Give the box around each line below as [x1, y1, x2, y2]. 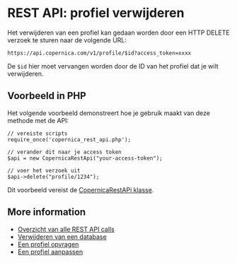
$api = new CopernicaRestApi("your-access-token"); [7, 154, 163, 162]
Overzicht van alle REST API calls [17, 225, 115, 233]
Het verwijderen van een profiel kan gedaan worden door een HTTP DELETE [7, 28, 230, 37]
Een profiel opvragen [17, 240, 79, 248]
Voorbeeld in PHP [7, 90, 86, 102]
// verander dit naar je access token [7, 148, 122, 156]
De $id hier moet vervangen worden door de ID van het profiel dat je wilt [7, 62, 219, 70]
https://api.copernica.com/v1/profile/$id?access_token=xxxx [7, 49, 192, 57]
